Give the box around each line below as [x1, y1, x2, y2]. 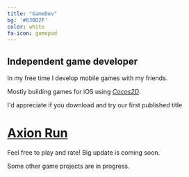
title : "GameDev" [7, 10, 58, 17]
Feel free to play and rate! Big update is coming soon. [7, 148, 161, 157]
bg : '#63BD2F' [7, 17, 49, 24]
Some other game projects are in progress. [7, 162, 130, 170]
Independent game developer [7, 55, 138, 67]
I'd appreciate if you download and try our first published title [7, 101, 183, 109]
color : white [7, 23, 45, 30]
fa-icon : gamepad [7, 29, 58, 37]
